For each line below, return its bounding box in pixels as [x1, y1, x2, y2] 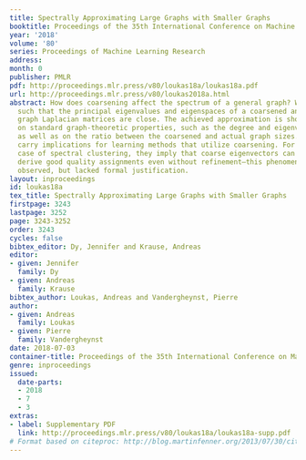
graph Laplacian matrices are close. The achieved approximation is [17, 115, 283, 124]
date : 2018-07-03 [9, 343, 76, 353]
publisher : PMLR [9, 73, 71, 82]
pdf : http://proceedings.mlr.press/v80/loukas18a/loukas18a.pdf [9, 81, 259, 90]
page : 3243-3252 [9, 216, 71, 226]
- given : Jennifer [9, 259, 79, 269]
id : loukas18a [9, 183, 64, 192]
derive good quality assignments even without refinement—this [17, 157, 262, 167]
